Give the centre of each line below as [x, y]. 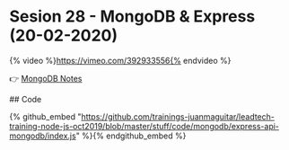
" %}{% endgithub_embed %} [131, 136]
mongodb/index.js [43, 136]
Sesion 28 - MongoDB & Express [132, 17]
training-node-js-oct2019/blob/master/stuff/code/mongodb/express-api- [144, 126]
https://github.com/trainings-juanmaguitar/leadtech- [178, 116]
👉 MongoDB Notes [46, 78]
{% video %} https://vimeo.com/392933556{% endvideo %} [120, 60]
